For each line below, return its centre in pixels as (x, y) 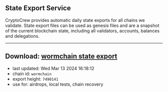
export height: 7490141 (35, 79)
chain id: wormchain (32, 74)
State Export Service (38, 8)
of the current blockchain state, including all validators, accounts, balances (82, 31)
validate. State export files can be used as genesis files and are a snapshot (82, 25)
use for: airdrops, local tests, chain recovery (58, 84)
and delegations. (22, 36)
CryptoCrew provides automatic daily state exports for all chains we (75, 20)
